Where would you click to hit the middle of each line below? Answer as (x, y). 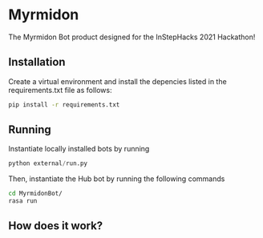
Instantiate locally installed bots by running (79, 149)
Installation (37, 62)
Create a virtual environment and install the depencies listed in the (117, 81)
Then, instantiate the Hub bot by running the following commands (117, 179)
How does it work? (56, 226)
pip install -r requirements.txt (64, 105)
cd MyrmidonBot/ (35, 194)
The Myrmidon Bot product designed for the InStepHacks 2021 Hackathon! (132, 37)
